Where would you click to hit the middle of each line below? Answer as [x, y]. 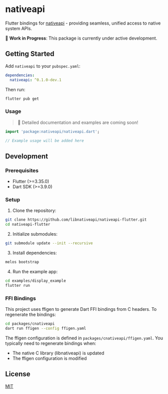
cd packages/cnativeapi [30, 324]
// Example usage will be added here [45, 141]
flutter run [18, 285]
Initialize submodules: [35, 234]
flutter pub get [22, 99]
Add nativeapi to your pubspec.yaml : [43, 66]
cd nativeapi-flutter [28, 225]
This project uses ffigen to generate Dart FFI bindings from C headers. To [81, 309]
